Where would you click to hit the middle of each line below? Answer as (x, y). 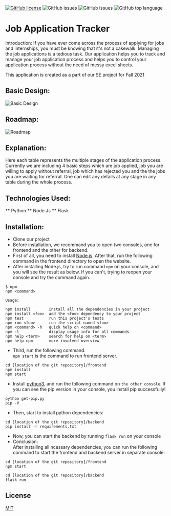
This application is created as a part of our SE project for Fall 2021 (75, 75)
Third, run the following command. (49, 350)
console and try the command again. (51, 277)
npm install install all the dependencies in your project (78, 309)
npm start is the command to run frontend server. (65, 356)
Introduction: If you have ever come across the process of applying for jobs (85, 43)
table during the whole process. (39, 182)
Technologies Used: (38, 198)
